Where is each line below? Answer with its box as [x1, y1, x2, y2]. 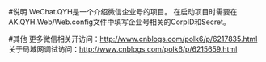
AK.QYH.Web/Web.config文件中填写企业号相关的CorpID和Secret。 [8, 17, 230, 27]
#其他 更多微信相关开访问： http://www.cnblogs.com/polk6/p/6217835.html [8, 35, 258, 43]
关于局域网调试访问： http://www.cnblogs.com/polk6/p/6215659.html [8, 44, 238, 54]
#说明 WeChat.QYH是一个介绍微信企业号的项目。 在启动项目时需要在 [8, 7, 238, 16]
